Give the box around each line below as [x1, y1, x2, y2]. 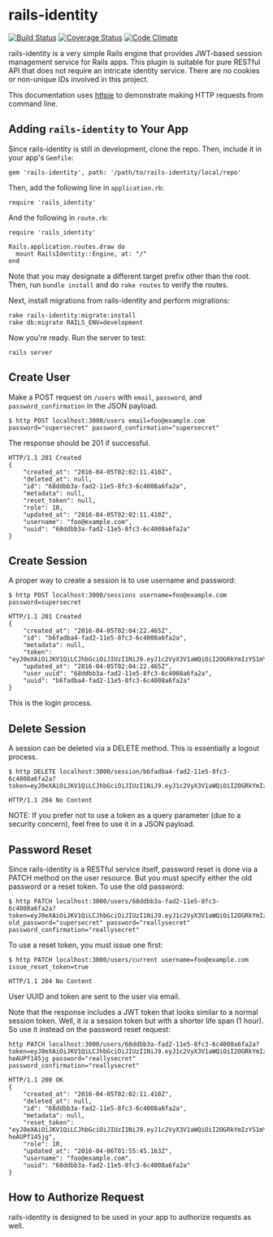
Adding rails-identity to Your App [8, 122, 189, 136]
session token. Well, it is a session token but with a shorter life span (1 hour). [8, 1016, 264, 1025]
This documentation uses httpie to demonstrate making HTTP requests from [8, 90, 264, 99]
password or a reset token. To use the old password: [8, 881, 184, 891]
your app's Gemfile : [8, 152, 74, 162]
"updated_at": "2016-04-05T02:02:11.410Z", [23, 510, 173, 518]
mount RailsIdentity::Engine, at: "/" [15, 250, 148, 258]
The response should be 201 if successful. [8, 438, 150, 448]
